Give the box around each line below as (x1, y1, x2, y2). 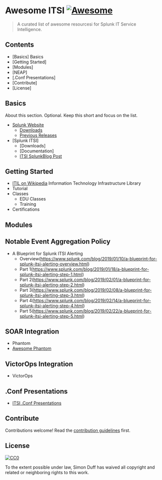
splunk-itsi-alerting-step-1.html (19, 271, 82, 277)
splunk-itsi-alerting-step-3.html (19, 292, 83, 298)
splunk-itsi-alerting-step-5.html (19, 313, 83, 319)
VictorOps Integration (5, 360, 73, 368)
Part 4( (19, 297, 34, 303)
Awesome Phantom (12, 345, 52, 351)
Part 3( (19, 287, 34, 293)
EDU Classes (19, 196, 46, 202)
